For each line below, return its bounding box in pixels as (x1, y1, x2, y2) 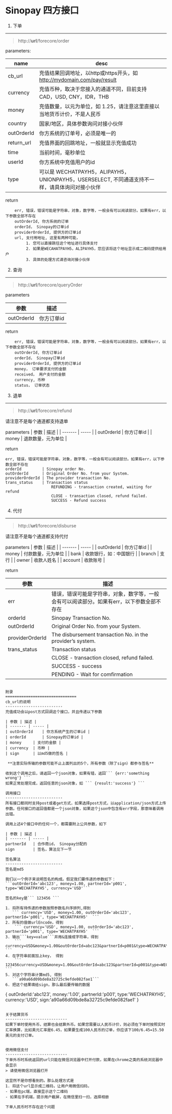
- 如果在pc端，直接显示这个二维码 (5, 1089, 68, 1094)
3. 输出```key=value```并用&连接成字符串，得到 (5, 934, 99, 940)
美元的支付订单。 (5, 1032, 36, 1038)
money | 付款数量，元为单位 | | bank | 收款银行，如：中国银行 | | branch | (5, 550, 159, 557)
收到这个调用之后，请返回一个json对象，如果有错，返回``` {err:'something (5, 771, 150, 776)
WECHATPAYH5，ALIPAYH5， (56, 168, 130, 175)
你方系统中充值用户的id (39, 159, 95, 166)
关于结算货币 (5, 1012, 29, 1017)
